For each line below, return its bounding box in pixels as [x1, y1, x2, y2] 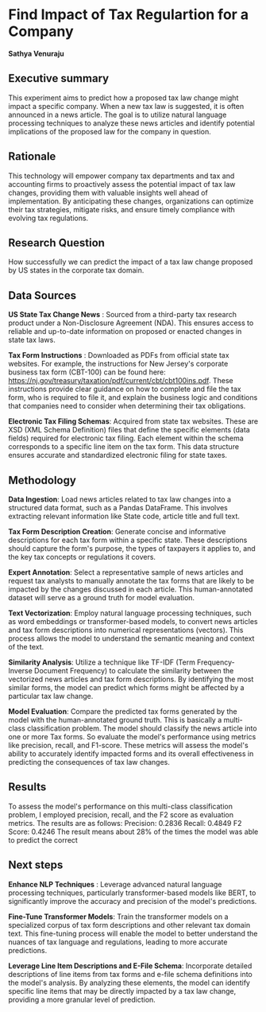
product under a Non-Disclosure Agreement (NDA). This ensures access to [8, 318, 254, 328]
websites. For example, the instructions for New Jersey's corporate [8, 359, 229, 369]
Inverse [8, 666, 33, 675]
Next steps [8, 859, 64, 872]
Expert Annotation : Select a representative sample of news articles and [8, 568, 244, 577]
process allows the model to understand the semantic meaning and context [8, 634, 255, 643]
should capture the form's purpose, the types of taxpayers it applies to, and [8, 544, 256, 553]
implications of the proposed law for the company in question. [8, 126, 212, 136]
